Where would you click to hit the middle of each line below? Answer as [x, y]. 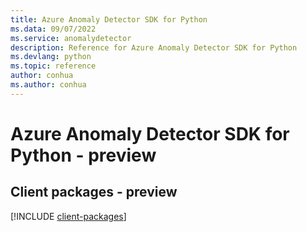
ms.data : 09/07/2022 [53, 29]
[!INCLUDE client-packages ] [68, 216]
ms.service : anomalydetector [71, 38]
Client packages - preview [94, 192]
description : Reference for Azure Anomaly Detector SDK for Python [154, 47]
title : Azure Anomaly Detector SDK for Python [109, 19]
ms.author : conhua [48, 85]
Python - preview [83, 155]
